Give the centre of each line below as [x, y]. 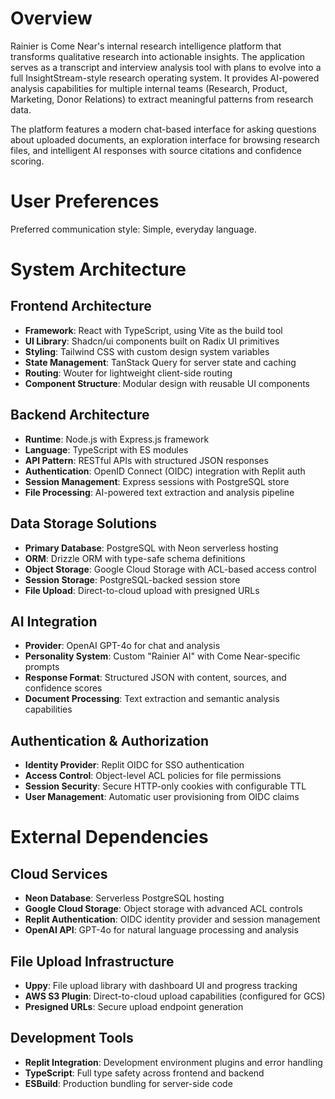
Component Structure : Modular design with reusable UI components [167, 383]
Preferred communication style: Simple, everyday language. [133, 229]
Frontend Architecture [81, 306]
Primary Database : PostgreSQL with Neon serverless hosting [151, 548]
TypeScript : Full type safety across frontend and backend [144, 1073]
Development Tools [72, 1038]
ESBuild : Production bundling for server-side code [128, 1083]
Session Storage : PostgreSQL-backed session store [132, 579]
